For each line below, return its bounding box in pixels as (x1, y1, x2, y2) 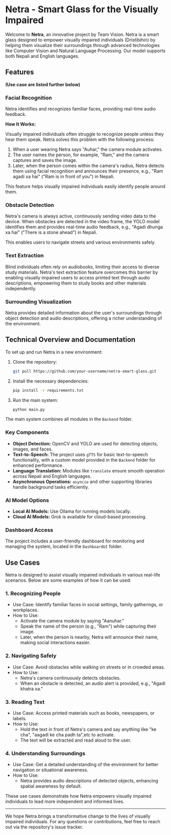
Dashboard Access (5, 526, 53, 533)
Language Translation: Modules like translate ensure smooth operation (12, 467, 165, 473)
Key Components (5, 429, 49, 436)
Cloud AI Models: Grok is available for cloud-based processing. (12, 513, 147, 519)
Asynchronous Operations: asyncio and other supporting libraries (12, 479, 153, 485)
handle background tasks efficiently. (12, 484, 89, 490)
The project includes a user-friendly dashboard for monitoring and (5, 538, 145, 544)
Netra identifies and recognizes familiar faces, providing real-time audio (5, 106, 156, 112)
